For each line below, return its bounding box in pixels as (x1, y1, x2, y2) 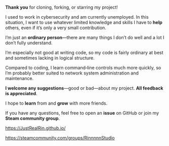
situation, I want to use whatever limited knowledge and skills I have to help (5, 20, 163, 25)
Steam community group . (5, 115, 60, 121)
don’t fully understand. (5, 40, 53, 46)
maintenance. (5, 76, 34, 81)
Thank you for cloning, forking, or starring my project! (5, 5, 118, 10)
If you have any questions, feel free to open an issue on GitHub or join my (5, 110, 159, 116)
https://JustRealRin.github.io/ (5, 125, 66, 131)
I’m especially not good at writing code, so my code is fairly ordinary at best (5, 50, 163, 55)
